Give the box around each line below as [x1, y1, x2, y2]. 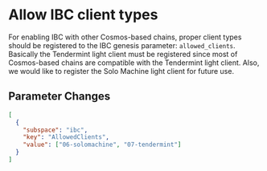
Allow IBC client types [8, 6, 158, 24]
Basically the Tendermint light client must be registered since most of [8, 49, 238, 59]
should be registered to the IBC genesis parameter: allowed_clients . [8, 40, 236, 50]
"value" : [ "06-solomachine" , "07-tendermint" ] [23, 140, 182, 149]
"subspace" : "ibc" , [23, 126, 88, 134]
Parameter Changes [8, 90, 111, 104]
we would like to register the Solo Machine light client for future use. [8, 66, 235, 75]
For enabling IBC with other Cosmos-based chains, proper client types [8, 32, 242, 42]
